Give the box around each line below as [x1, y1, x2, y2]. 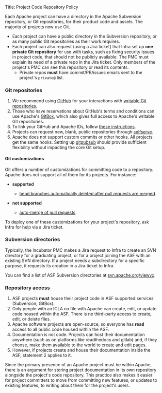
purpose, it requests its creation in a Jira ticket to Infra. [5, 262, 115, 268]
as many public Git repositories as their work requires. [12, 38, 120, 44]
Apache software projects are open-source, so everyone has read [12, 321, 145, 327]
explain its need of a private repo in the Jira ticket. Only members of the [12, 59, 156, 65]
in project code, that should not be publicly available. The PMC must [12, 54, 149, 60]
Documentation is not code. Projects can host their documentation [12, 332, 145, 337]
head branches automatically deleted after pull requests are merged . [19, 190, 157, 196]
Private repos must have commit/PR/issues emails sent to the [19, 70, 143, 75]
